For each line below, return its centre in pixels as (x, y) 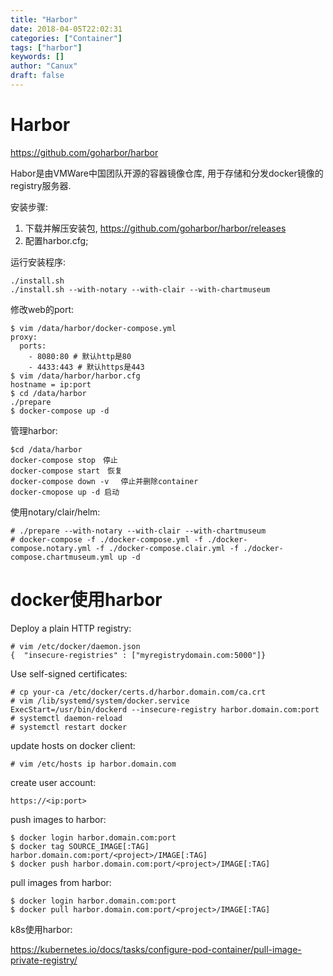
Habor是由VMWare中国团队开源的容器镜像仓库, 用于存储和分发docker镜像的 (167, 173)
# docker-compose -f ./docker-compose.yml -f (106, 539)
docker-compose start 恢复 (66, 471)
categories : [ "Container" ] (66, 38)
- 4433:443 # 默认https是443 (86, 367)
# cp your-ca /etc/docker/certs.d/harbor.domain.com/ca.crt (138, 692)
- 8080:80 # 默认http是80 (80, 356)
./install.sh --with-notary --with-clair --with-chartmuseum (140, 289)
